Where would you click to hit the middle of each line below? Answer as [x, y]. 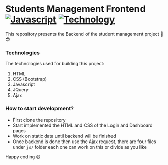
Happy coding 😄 [23, 157]
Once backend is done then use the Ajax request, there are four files [84, 142]
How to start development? [39, 109]
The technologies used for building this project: [55, 64]
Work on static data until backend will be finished [64, 136]
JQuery [21, 90]
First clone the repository [39, 120]
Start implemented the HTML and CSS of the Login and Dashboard [82, 125]
